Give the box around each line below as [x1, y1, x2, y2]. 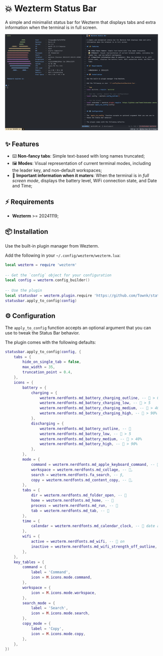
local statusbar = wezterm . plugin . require [5, 293, 92, 298]
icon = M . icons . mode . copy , [31, 631, 86, 636]
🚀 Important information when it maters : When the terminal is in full [12, 173, 149, 178]
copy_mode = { [22, 621, 51, 626]
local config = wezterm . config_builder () [5, 278, 90, 283]
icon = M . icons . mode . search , [31, 611, 90, 616]
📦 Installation [5, 228, 49, 236]
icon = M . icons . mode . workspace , [31, 590, 97, 595]
